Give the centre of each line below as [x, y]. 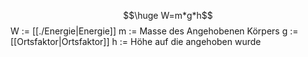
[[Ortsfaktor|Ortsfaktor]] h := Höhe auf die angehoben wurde [136, 41]
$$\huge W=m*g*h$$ [168, 15]
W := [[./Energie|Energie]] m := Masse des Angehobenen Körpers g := [154, 31]
